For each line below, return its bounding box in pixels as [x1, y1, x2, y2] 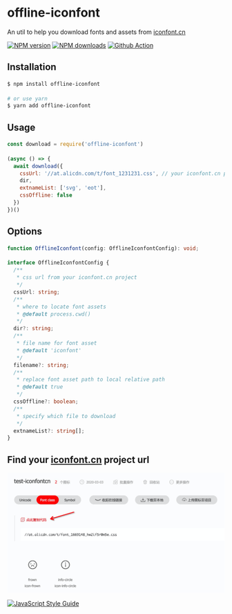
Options [7, 226, 43, 237]
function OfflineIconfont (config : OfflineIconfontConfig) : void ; [7, 244, 199, 252]
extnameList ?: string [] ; [13, 427, 85, 434]
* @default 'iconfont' [16, 347, 81, 354]
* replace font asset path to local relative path [16, 376, 166, 383]
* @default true [16, 383, 64, 390]
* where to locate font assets [16, 303, 107, 310]
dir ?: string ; [13, 325, 54, 332]
